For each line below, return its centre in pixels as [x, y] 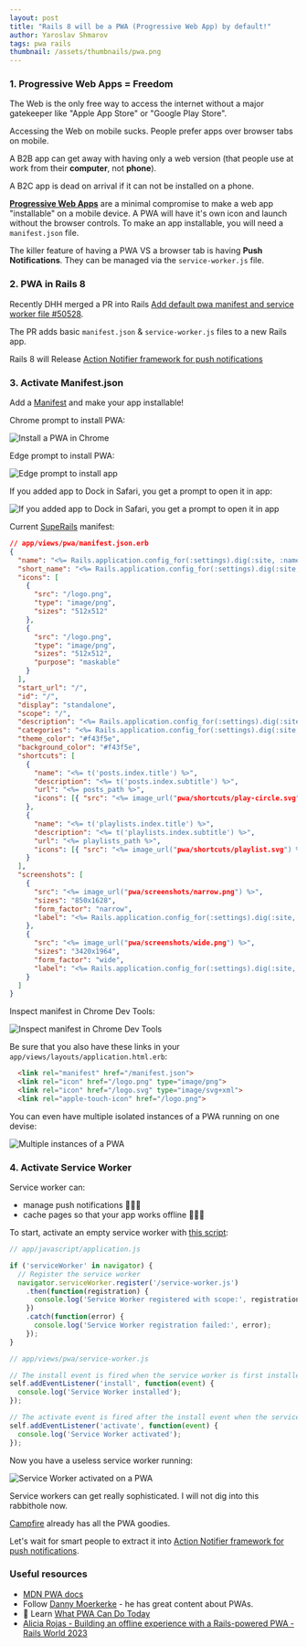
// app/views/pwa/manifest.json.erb [79, 544]
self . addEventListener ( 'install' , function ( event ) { [112, 1384]
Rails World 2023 [55, 1632]
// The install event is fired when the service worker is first [136, 1375]
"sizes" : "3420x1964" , [77, 952]
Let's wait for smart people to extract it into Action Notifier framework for [147, 1541]
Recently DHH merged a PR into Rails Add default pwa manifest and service [152, 304]
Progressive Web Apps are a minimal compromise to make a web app [142, 204]
